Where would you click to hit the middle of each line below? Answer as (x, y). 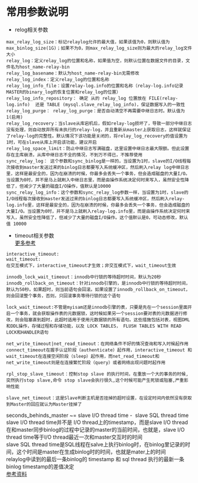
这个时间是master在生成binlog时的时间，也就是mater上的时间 (91, 452)
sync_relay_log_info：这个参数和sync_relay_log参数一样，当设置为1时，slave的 (98, 192)
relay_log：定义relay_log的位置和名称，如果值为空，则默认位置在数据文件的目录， (96, 61)
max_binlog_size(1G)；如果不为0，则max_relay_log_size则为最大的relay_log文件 (99, 48)
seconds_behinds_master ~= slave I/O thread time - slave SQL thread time (98, 415)
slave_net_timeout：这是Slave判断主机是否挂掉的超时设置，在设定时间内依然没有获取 (99, 398)
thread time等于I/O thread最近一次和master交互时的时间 (74, 437)
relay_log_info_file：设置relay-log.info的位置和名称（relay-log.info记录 (95, 86)
